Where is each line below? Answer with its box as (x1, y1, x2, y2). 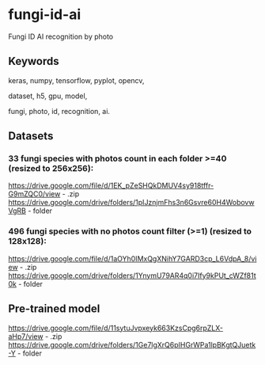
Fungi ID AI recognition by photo (8, 32, 114, 41)
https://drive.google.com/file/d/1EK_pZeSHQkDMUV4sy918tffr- (8, 181, 214, 191)
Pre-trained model (8, 302, 100, 316)
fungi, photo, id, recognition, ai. (8, 106, 111, 116)
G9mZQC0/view (8, 189, 61, 199)
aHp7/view (8, 331, 44, 341)
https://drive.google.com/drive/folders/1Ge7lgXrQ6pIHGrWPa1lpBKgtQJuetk (8, 340, 256, 349)
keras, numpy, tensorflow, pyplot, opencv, (8, 75, 145, 85)
